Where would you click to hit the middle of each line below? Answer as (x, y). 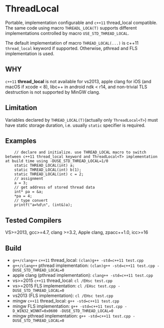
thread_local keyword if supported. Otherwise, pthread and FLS (71, 48)
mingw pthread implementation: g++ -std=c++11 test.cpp (71, 316)
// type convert (31, 201)
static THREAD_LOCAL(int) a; (44, 166)
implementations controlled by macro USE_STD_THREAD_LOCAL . (67, 33)
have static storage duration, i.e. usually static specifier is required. (75, 125)
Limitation (21, 108)
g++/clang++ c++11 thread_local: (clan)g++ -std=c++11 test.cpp (78, 260)
